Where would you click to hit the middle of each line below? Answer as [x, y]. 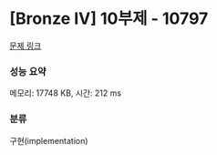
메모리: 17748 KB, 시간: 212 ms [65, 93]
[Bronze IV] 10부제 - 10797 [109, 19]
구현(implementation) [49, 140]
